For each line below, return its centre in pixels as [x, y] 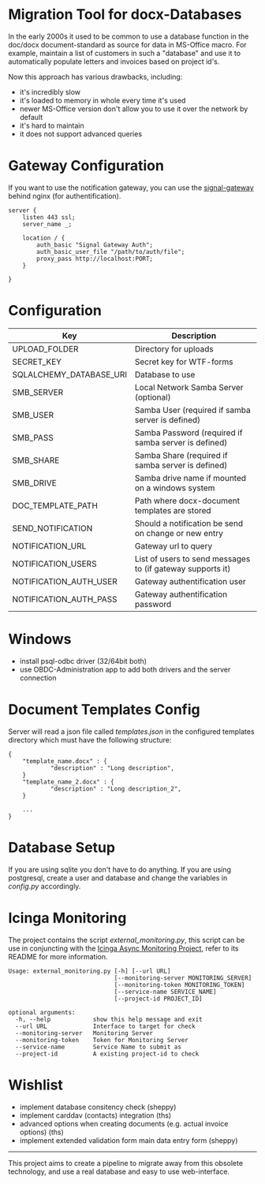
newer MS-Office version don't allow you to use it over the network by [134, 109]
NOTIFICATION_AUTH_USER [65, 581]
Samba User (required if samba [192, 410]
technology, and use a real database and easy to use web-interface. [119, 1171]
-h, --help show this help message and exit [109, 1019]
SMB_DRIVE [34, 482]
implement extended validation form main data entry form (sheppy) [129, 1140]
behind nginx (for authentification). [65, 195]
